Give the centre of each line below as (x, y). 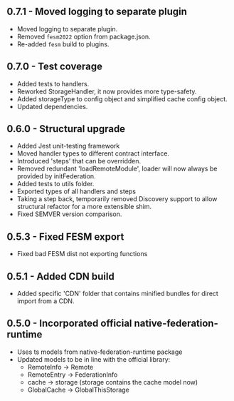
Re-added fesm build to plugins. (63, 44)
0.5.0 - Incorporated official (69, 324)
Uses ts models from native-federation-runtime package (100, 352)
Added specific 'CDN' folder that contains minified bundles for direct (117, 294)
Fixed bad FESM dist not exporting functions (82, 254)
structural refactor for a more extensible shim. (84, 207)
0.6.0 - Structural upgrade (66, 129)
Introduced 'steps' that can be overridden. (79, 161)
